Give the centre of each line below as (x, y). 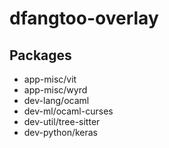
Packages (40, 55)
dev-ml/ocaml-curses (68, 111)
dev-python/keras (61, 132)
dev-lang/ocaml (56, 100)
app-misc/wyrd (55, 90)
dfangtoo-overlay (84, 18)
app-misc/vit (50, 79)
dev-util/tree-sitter (62, 121)
